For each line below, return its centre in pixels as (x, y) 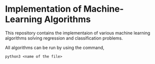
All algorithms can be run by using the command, (55, 47)
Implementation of (43, 9)
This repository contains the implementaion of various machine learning (78, 33)
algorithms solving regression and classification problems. (64, 38)
